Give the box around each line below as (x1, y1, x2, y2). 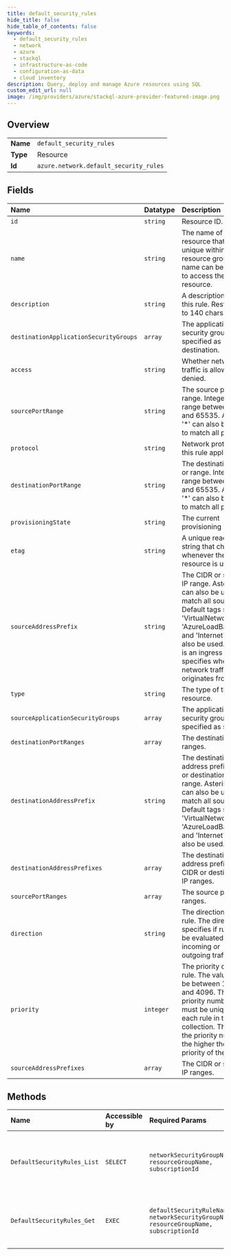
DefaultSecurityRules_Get (10, 1217, 96, 1225)
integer (144, 1005, 169, 1013)
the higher (181, 1039, 215, 1048)
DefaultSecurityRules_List (10, 1158, 99, 1166)
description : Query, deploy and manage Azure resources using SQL (7, 81, 201, 88)
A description (181, 290, 225, 300)
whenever (181, 550, 214, 559)
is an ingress (181, 648, 223, 657)
